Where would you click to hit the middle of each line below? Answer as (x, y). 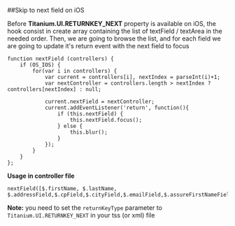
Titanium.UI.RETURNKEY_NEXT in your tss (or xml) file (81, 215)
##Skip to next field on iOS (46, 10)
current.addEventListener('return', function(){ (117, 108)
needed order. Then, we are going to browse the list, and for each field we (114, 38)
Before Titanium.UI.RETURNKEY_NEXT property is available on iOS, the (112, 23)
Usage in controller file (41, 176)
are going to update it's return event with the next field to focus (98, 46)
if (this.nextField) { (90, 114)
